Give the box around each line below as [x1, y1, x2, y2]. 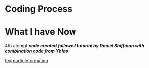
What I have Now [5, 26, 76, 38]
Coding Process [5, 3, 73, 15]
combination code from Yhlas [5, 48, 68, 54]
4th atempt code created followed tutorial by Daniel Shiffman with [5, 43, 145, 49]
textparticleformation [5, 58, 48, 64]
